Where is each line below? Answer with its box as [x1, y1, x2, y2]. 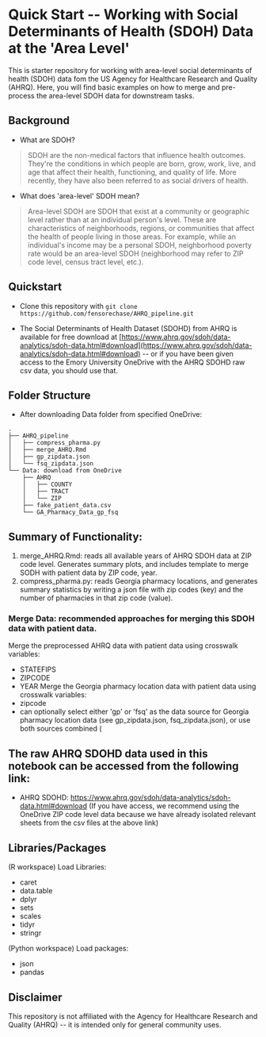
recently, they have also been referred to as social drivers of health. [27, 175, 249, 185]
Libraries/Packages [8, 841, 107, 854]
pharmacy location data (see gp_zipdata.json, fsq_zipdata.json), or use [19, 715, 251, 725]
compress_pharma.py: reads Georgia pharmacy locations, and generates [19, 576, 258, 586]
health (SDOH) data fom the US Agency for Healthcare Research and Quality [8, 74, 258, 83]
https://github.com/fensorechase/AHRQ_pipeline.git [19, 310, 194, 318]
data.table [19, 886, 53, 896]
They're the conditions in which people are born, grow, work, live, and [27, 159, 256, 168]
